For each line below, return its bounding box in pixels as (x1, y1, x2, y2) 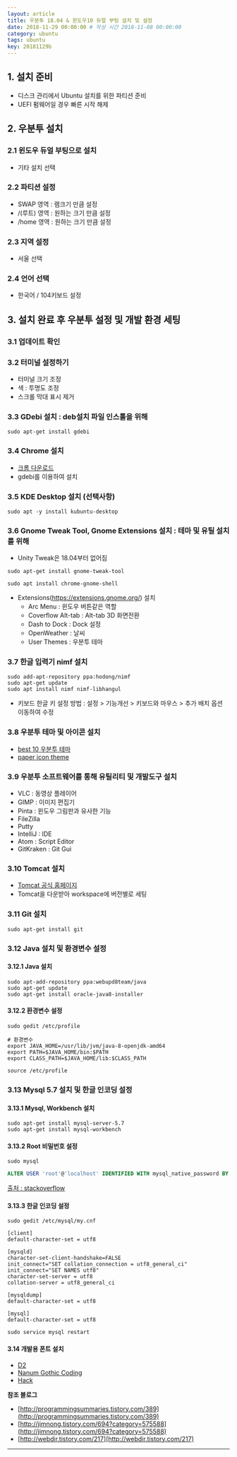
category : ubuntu (7, 30, 59, 37)
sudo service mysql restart (7, 1329, 90, 1336)
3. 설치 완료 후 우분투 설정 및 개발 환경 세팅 (7, 314, 181, 326)
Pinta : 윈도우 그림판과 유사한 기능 (17, 807, 111, 815)
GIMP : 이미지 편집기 (17, 798, 75, 806)
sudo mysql (7, 1158, 39, 1165)
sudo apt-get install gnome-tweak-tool (7, 568, 125, 575)
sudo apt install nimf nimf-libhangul (7, 686, 121, 693)
